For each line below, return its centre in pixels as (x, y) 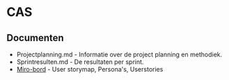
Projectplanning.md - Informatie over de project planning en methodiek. (119, 54)
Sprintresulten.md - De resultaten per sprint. (80, 62)
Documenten (35, 38)
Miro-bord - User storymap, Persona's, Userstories (90, 69)
